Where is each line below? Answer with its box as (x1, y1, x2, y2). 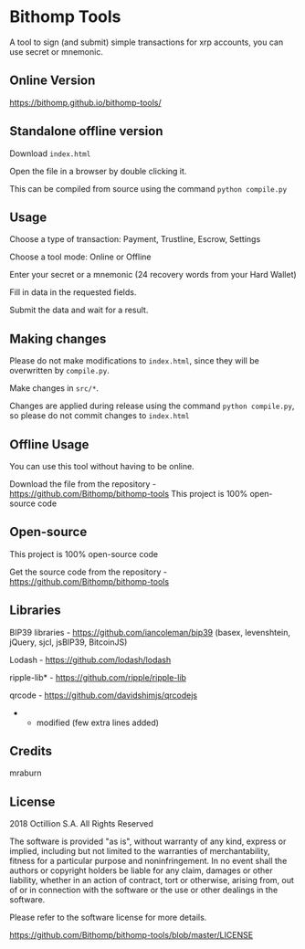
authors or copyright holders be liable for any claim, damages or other (9, 865, 274, 876)
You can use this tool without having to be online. (9, 461, 195, 471)
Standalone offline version (9, 123, 163, 139)
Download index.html (9, 148, 91, 159)
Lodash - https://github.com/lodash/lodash (9, 654, 172, 665)
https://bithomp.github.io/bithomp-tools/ (9, 97, 162, 108)
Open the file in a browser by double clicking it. (9, 165, 187, 176)
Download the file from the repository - (9, 479, 157, 490)
